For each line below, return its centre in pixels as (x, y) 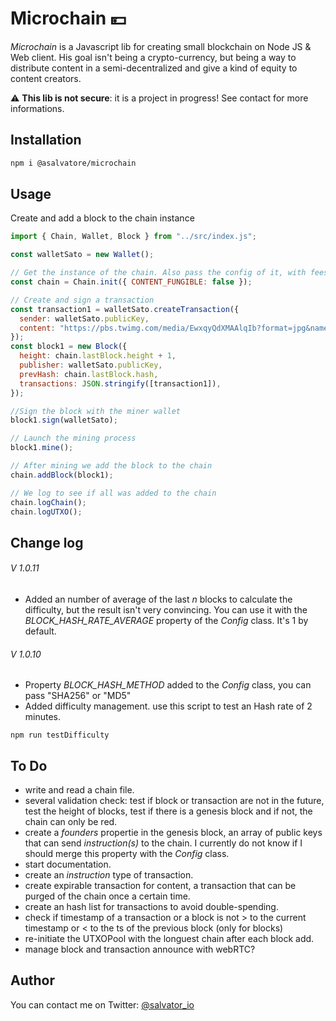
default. (40, 631)
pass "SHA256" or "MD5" (78, 696)
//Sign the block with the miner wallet (96, 411)
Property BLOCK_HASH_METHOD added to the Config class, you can (168, 685)
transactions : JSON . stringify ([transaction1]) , (120, 383)
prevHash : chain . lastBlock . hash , (89, 374)
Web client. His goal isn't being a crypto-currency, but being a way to (153, 57)
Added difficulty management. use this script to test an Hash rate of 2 (168, 706)
